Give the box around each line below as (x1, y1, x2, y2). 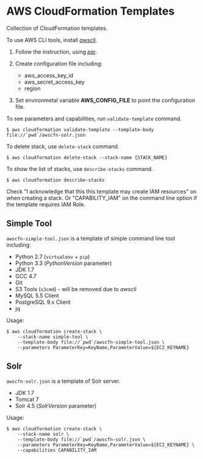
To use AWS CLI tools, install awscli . (6, 36, 98, 43)
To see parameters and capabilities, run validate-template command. (6, 115, 182, 122)
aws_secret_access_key (24, 78, 85, 85)
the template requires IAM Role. (6, 200, 85, 208)
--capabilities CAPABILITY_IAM (17, 447, 97, 453)
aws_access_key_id (24, 71, 74, 79)
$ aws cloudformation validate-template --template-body (6, 126, 154, 132)
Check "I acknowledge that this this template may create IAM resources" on (6, 187, 197, 195)
